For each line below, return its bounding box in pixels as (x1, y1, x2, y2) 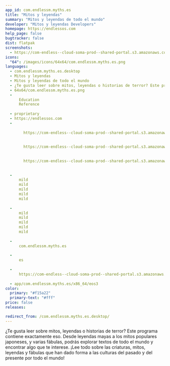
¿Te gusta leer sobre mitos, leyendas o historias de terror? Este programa (5, 328, 158, 334)
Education (18, 97, 39, 102)
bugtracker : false (5, 36, 44, 41)
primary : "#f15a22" (10, 290, 51, 296)
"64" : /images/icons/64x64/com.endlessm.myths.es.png (10, 59, 125, 64)
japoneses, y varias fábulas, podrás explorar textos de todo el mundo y (5, 339, 153, 345)
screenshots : (5, 45, 33, 50)
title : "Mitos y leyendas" (5, 12, 62, 17)
